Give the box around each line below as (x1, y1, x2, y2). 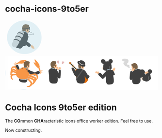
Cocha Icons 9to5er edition (5, 102, 117, 113)
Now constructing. (5, 127, 42, 133)
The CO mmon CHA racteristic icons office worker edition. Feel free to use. (5, 118, 153, 124)
